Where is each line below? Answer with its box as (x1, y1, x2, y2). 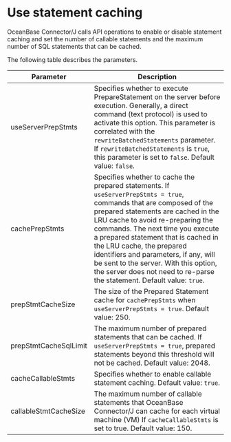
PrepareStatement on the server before (93, 92, 221, 101)
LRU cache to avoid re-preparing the (93, 215, 213, 224)
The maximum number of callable (93, 389, 203, 399)
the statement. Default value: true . (93, 275, 205, 285)
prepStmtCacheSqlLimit (10, 341, 88, 350)
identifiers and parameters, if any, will (93, 249, 215, 259)
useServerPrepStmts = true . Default (93, 304, 210, 313)
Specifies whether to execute (93, 83, 189, 93)
